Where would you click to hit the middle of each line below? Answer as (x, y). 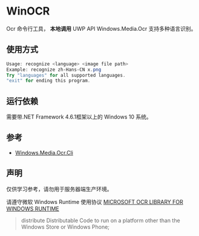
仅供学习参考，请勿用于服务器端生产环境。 (59, 189)
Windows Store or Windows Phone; (65, 227)
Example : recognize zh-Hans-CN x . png (54, 70)
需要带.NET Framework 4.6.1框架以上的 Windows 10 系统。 (79, 117)
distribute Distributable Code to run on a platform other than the (100, 220)
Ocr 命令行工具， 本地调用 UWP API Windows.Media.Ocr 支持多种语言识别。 (101, 28)
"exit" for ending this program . (48, 81)
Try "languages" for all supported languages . (66, 75)
